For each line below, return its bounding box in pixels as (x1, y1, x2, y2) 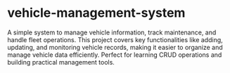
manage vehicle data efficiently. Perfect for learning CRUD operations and (7, 51, 222, 59)
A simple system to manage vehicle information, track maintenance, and (7, 28, 217, 36)
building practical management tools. (7, 58, 115, 66)
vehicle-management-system (7, 5, 186, 21)
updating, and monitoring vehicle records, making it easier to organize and (7, 43, 223, 51)
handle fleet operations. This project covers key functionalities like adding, (7, 35, 223, 44)
